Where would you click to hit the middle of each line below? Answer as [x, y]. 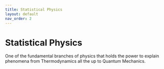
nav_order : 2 [18, 18]
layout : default [22, 14]
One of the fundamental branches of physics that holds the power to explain [82, 56]
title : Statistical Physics [34, 9]
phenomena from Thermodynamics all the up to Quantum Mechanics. [75, 61]
